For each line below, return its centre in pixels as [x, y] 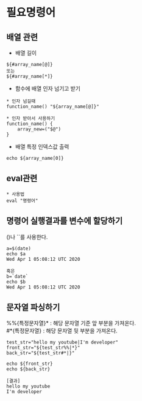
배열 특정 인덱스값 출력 [42, 147]
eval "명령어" [22, 200]
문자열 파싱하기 [33, 308]
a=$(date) [19, 249]
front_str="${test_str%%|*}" [43, 348]
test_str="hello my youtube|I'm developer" [62, 343]
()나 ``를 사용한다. [27, 237]
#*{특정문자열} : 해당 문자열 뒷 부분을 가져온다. [62, 331]
